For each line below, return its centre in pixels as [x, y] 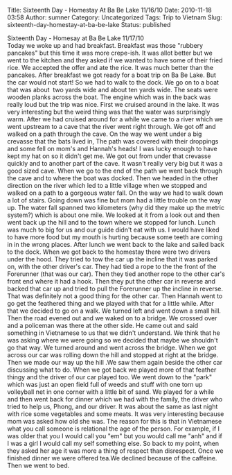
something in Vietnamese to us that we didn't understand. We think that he [114, 333]
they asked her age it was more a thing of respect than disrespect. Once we [115, 451]
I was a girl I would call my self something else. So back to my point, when [113, 443]
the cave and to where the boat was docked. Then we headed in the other [113, 178]
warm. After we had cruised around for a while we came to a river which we [115, 119]
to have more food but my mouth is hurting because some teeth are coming [115, 237]
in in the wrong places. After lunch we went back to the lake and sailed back [116, 244]
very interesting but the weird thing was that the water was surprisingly [109, 112]
